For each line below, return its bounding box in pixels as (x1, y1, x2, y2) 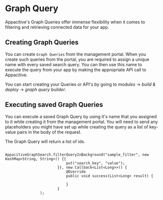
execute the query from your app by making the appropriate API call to (5, 67, 146, 73)
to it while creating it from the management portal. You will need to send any (5, 119, 158, 125)
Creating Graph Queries (5, 38, 79, 47)
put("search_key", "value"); (66, 161, 125, 165)
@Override (66, 169, 86, 174)
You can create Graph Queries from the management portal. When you (5, 51, 146, 57)
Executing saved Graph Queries (5, 101, 103, 109)
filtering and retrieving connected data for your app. (5, 24, 109, 30)
